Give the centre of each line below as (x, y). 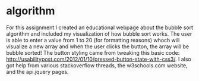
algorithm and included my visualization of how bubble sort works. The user (99, 33)
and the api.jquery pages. (37, 71)
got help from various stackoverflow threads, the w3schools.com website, (97, 65)
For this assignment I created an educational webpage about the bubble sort (100, 27)
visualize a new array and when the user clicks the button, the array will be (97, 46)
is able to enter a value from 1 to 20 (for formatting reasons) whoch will (93, 40)
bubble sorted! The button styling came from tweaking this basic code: (93, 52)
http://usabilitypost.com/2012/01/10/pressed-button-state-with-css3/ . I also (99, 59)
